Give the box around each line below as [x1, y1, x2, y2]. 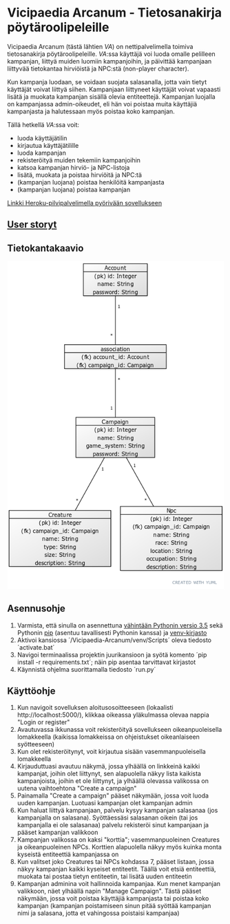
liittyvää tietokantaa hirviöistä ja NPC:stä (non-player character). [7, 64, 189, 73]
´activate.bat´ [17, 643, 55, 651]
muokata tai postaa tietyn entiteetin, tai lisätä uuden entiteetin [17, 872, 192, 880]
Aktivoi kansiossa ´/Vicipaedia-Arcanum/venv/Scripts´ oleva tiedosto [17, 636, 212, 644]
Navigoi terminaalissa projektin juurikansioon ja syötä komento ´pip [17, 650, 207, 659]
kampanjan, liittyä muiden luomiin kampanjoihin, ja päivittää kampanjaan [7, 57, 212, 65]
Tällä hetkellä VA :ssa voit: [7, 120, 80, 129]
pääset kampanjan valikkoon [17, 828, 98, 837]
